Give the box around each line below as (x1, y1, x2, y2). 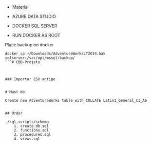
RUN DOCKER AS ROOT (12, 33, 61, 38)
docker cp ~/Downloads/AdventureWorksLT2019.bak (5, 51, 106, 56)
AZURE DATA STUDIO (12, 14, 56, 19)
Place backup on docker (5, 42, 54, 48)
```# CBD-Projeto (5, 60, 40, 65)
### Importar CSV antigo (5, 77, 56, 82)
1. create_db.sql (14, 124, 49, 128)
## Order (5, 111, 23, 116)
